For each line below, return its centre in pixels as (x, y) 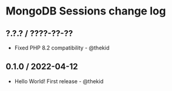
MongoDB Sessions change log (86, 11)
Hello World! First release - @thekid (59, 81)
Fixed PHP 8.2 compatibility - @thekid (62, 48)
